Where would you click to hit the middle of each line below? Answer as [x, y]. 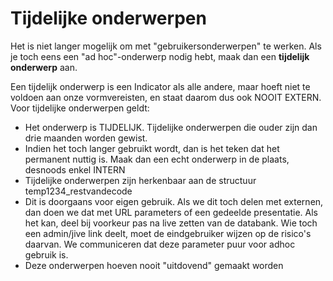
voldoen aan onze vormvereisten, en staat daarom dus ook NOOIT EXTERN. [166, 97]
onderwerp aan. [44, 67]
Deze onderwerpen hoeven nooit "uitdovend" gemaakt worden [154, 265]
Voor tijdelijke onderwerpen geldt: [80, 108]
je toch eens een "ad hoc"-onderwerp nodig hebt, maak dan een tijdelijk [160, 56]
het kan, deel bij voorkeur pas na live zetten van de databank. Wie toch [171, 223]
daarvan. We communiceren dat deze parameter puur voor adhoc [160, 244]
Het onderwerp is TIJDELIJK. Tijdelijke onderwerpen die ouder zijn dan [171, 127]
